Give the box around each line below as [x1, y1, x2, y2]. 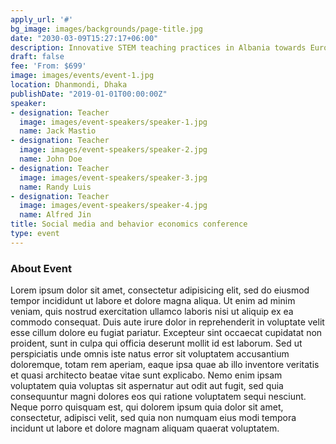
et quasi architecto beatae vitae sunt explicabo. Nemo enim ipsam [10, 369, 283, 381]
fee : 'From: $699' [10, 61, 87, 71]
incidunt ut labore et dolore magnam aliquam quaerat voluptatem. [10, 422, 280, 435]
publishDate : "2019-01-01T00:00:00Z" [10, 89, 168, 99]
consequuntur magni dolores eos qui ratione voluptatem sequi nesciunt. [10, 391, 307, 403]
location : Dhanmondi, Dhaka [10, 80, 128, 90]
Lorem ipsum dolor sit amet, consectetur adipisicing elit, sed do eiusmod [10, 284, 310, 296]
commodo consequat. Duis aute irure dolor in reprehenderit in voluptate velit [10, 316, 325, 328]
